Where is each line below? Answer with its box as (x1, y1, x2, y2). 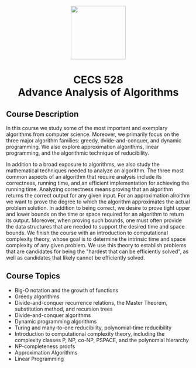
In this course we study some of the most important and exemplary (6, 125, 168, 131)
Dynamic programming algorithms (14, 318, 97, 325)
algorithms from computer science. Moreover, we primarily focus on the (6, 131, 180, 138)
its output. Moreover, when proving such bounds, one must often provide (6, 217, 183, 224)
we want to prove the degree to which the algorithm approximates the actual (6, 198, 190, 205)
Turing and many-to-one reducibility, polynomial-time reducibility (14, 324, 172, 331)
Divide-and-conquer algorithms (14, 311, 91, 319)
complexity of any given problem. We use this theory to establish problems (6, 242, 187, 248)
